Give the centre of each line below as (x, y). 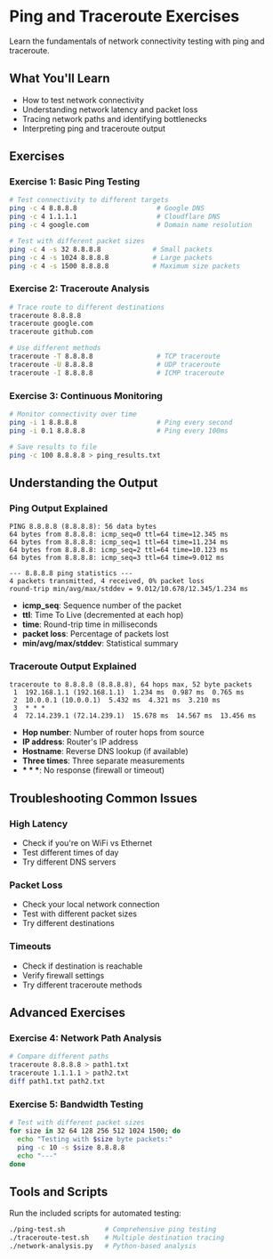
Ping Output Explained (59, 508)
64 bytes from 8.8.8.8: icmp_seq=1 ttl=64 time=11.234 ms (119, 542)
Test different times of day (70, 853)
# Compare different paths (59, 1057)
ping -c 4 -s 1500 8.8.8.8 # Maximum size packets (125, 266)
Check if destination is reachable (82, 966)
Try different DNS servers (69, 862)
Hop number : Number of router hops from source (113, 733)
